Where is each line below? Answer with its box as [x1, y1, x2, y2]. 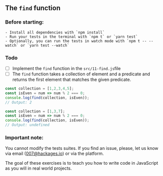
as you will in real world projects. [5, 165, 72, 172]
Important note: [5, 134, 43, 141]
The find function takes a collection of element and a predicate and [12, 71, 151, 77]
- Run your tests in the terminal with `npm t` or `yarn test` [5, 34, 138, 39]
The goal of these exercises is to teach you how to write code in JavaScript [5, 160, 159, 166]
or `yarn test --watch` [20, 43, 70, 48]
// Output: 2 [5, 100, 32, 105]
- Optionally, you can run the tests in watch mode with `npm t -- [5, 38, 147, 43]
